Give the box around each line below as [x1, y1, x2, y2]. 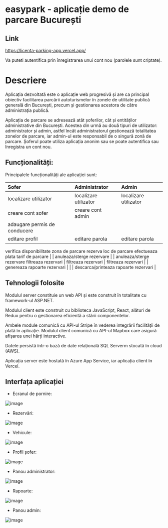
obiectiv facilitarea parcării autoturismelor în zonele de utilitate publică [5, 96, 150, 102]
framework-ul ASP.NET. [5, 297, 54, 303]
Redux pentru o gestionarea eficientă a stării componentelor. [5, 312, 130, 318]
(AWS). [5, 348, 20, 354]
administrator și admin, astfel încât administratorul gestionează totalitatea [5, 127, 156, 134]
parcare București [5, 14, 81, 26]
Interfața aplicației [5, 377, 64, 386]
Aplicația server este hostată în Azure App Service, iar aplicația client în [5, 357, 152, 363]
